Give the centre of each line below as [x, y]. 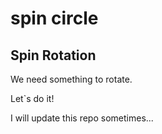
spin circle [54, 18]
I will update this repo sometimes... [82, 118]
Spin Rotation [53, 55]
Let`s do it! [32, 98]
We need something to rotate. [71, 79]
